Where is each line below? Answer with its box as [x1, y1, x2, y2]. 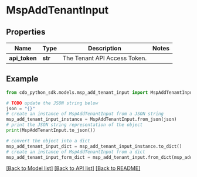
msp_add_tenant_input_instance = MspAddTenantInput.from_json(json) [6, 117, 177, 122]
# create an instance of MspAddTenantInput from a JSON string [6, 111, 164, 117]
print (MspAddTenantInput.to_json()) [6, 127, 96, 134]
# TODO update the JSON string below [6, 100, 98, 106]
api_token [9, 54, 37, 62]
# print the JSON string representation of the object [6, 122, 143, 128]
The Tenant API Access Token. [62, 54, 147, 62]
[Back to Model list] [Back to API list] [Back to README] [6, 165, 141, 172]
